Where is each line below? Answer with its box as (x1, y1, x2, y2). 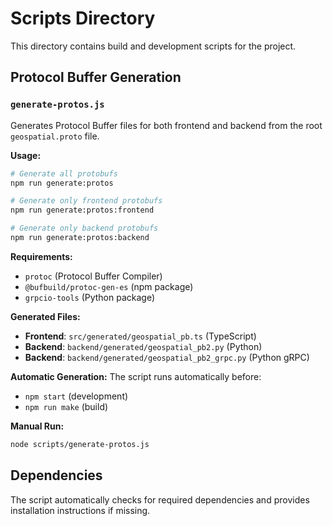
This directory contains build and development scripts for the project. (10, 40, 297, 52)
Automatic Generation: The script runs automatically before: (10, 370, 262, 382)
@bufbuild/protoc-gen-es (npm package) (24, 280, 194, 292)
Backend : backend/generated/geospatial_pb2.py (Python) (24, 340, 263, 352)
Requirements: (10, 250, 73, 262)
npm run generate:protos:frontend (10, 205, 155, 216)
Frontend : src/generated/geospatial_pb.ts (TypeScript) (24, 330, 257, 342)
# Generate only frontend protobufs (10, 196, 163, 206)
